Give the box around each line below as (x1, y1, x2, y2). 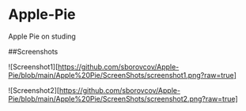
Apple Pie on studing (8, 31, 77, 41)
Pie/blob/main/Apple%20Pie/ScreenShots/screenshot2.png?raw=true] (8, 94, 239, 103)
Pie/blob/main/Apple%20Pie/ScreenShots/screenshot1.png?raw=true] (8, 70, 237, 80)
